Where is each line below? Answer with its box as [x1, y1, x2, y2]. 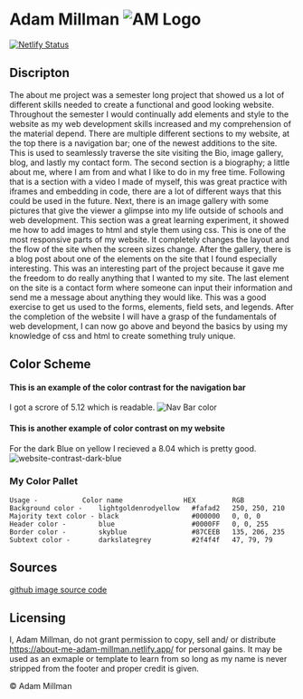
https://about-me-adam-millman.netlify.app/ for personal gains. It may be [9, 644, 283, 655]
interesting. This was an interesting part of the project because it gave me [9, 263, 285, 274]
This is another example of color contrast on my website [9, 422, 225, 433]
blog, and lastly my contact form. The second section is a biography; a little [9, 157, 290, 168]
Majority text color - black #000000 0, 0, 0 [9, 511, 260, 520]
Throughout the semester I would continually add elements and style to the [9, 109, 289, 120]
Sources [9, 560, 58, 576]
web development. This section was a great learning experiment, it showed [9, 214, 289, 226]
